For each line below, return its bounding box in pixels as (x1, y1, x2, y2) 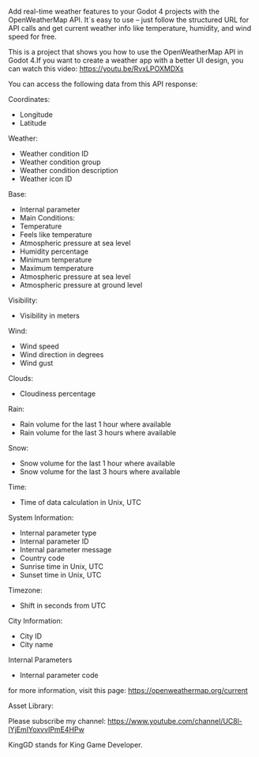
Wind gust (19, 359, 54, 367)
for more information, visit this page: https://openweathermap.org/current (8, 686, 249, 695)
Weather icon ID (19, 174, 73, 183)
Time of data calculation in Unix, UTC (19, 498, 142, 507)
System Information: (8, 513, 74, 522)
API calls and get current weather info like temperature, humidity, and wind (8, 24, 252, 32)
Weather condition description (19, 166, 118, 175)
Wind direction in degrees (19, 350, 104, 359)
